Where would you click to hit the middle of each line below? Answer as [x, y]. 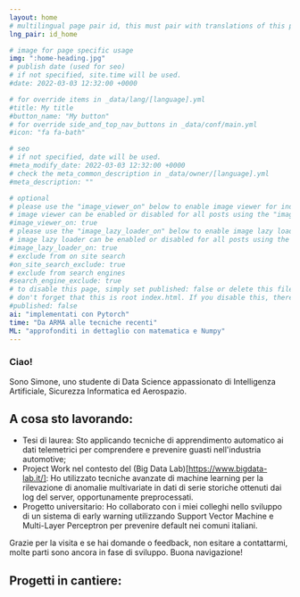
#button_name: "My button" [59, 116]
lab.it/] [34, 478]
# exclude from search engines [67, 273]
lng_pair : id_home [43, 34]
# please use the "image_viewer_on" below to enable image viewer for [143, 206]
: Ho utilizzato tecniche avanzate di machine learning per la [154, 478]
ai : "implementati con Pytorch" [69, 314]
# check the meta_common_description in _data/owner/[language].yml [139, 174]
